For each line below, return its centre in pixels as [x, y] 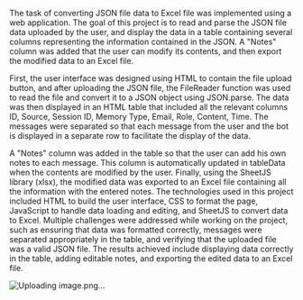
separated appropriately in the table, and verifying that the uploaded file [143, 239]
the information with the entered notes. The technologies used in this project [151, 191]
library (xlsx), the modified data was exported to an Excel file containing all [148, 182]
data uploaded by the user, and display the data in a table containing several [151, 32]
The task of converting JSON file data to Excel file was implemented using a [151, 13]
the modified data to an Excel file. [71, 61]
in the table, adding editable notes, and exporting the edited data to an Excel [151, 259]
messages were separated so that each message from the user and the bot [149, 126]
